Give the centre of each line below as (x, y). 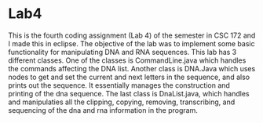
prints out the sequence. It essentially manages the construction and (119, 85)
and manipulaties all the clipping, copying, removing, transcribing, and (122, 102)
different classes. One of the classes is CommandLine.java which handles (127, 60)
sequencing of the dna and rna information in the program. (103, 110)
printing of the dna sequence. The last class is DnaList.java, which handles (129, 93)
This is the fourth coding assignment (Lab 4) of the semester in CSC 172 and (132, 35)
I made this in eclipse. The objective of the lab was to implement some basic (131, 43)
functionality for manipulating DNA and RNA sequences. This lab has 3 (122, 52)
